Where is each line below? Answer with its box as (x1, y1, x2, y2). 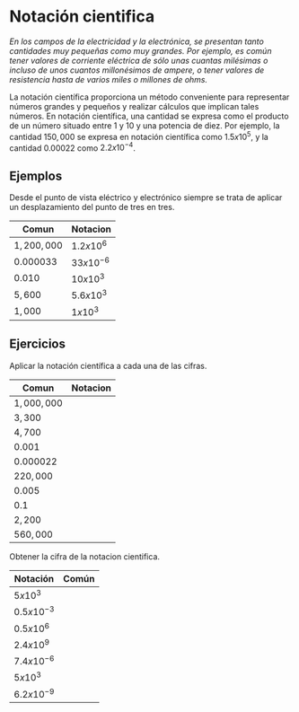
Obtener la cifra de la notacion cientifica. (9, 550, 160, 562)
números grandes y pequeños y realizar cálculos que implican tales (9, 101, 259, 111)
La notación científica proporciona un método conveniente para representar (9, 92, 290, 102)
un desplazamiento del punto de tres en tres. (9, 202, 175, 213)
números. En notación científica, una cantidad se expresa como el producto (9, 110, 289, 121)
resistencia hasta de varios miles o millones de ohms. (9, 74, 208, 84)
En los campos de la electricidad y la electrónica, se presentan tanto (9, 36, 265, 47)
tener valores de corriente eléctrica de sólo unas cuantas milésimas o (9, 55, 268, 66)
